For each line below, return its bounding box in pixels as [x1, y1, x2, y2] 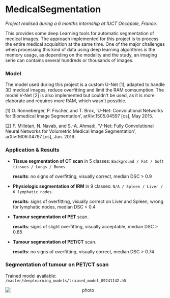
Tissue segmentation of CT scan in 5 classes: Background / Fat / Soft [12, 158, 164, 164]
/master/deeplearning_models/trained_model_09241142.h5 [5, 278, 126, 283]
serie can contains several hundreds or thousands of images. [5, 57, 134, 63]
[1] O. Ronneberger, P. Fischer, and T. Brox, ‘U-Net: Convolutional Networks [5, 108, 163, 114]
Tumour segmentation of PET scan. [12, 214, 89, 220]
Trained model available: [5, 273, 57, 279]
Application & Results [5, 146, 60, 154]
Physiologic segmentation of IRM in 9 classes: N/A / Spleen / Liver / [12, 183, 163, 189]
